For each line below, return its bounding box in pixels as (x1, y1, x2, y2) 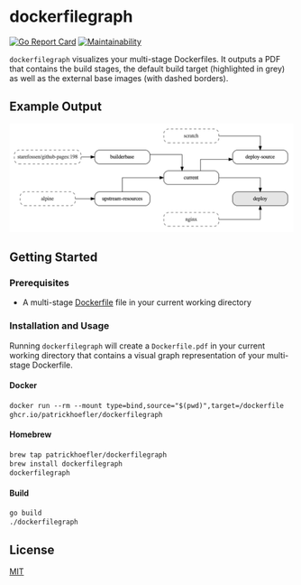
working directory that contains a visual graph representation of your (9, 349, 266, 360)
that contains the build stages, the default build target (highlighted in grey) (9, 63, 286, 74)
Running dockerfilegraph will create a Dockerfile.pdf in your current (9, 340, 266, 351)
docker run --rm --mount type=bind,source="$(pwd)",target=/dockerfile (9, 401, 284, 410)
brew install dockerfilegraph (9, 460, 123, 469)
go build (9, 508, 42, 518)
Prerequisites (9, 277, 69, 290)
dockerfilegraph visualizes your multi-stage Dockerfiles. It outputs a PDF (9, 53, 281, 64)
